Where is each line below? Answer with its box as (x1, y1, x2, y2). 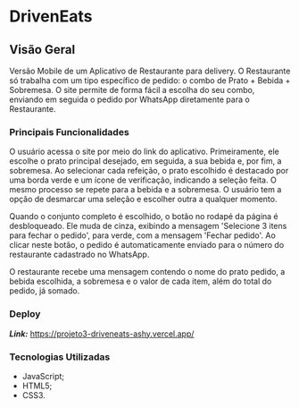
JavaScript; (21, 370, 65, 381)
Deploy (9, 308, 41, 320)
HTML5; (21, 380, 53, 391)
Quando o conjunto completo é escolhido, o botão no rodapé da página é (9, 211, 278, 222)
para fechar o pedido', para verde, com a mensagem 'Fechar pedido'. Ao (9, 230, 277, 241)
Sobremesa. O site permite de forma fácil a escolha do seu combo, (9, 85, 255, 95)
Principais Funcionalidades (9, 125, 129, 138)
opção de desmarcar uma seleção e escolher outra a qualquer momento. (9, 194, 278, 205)
